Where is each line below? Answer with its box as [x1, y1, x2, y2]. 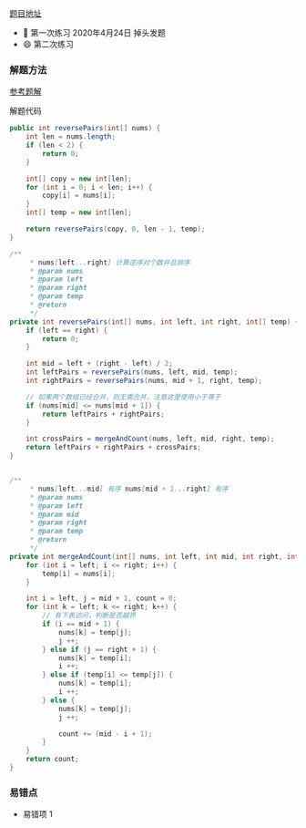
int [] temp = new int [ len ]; [25, 208, 132, 217]
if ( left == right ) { [25, 326, 107, 335]
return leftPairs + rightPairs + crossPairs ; [25, 443, 202, 452]
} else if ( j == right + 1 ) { [42, 645, 157, 654]
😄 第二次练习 [22, 39, 75, 49]
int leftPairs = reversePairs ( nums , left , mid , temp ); [25, 367, 239, 377]
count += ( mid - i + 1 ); [57, 729, 153, 739]
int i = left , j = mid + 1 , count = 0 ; [25, 594, 178, 604]
